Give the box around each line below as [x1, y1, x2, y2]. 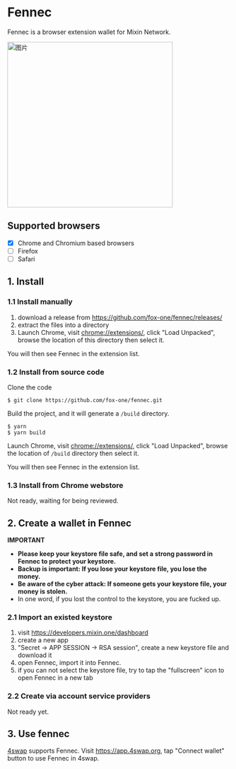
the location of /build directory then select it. [7, 449, 139, 457]
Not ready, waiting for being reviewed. [7, 496, 119, 505]
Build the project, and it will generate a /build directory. [7, 409, 170, 418]
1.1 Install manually [7, 297, 73, 307]
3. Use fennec [7, 728, 70, 740]
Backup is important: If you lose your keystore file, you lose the [17, 564, 207, 574]
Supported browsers [7, 220, 100, 232]
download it [17, 651, 52, 659]
